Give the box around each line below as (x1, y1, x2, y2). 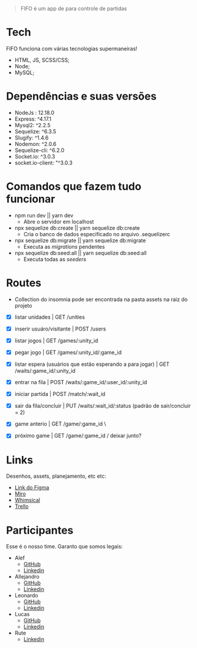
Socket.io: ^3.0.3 (14, 153, 55, 160)
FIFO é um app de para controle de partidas (20, 5, 127, 12)
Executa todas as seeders (23, 256, 87, 263)
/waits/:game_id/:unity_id (14, 368, 75, 375)
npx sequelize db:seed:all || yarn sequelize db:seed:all (14, 249, 147, 256)
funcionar (6, 193, 55, 206)
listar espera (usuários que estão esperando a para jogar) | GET (14, 361, 170, 368)
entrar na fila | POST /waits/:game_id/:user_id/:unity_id (14, 379, 147, 386)
